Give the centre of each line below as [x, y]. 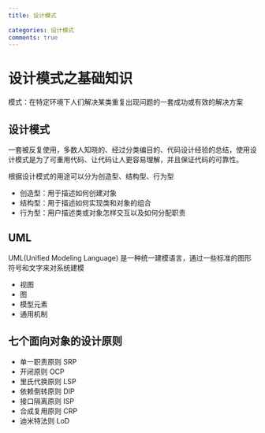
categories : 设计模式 [41, 30]
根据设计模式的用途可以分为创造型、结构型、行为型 [91, 176]
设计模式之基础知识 [71, 79]
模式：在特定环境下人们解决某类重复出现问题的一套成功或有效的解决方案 [125, 102]
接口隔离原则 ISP [47, 401]
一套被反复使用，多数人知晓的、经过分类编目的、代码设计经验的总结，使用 [129, 150]
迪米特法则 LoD [45, 420]
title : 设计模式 [32, 15]
